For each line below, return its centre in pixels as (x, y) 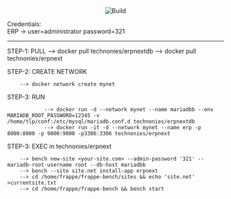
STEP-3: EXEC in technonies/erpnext (59, 146)
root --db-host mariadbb (110, 165)
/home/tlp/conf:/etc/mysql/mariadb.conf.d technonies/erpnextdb (101, 121)
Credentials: (24, 24)
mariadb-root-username (40, 165)
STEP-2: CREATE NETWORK (47, 72)
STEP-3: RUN (26, 97)
